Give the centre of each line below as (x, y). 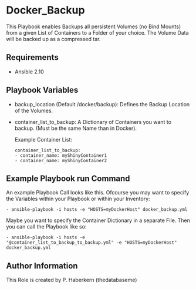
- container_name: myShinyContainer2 (61, 160)
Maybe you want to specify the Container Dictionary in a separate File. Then (98, 220)
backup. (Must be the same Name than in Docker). (75, 128)
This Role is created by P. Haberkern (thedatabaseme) (72, 280)
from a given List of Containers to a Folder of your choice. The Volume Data (97, 32)
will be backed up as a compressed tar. (53, 39)
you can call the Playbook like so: (46, 227)
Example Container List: (43, 139)
